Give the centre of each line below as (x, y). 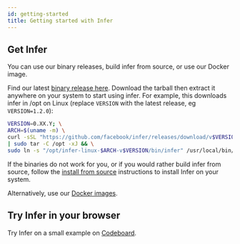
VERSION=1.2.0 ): (30, 111)
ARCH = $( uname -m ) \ (36, 131)
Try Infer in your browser (64, 216)
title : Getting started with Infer (60, 21)
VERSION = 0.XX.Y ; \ (35, 124)
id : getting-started (38, 14)
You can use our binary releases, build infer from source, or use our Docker (119, 67)
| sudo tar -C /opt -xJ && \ (51, 143)
